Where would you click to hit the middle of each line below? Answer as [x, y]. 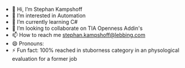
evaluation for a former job [44, 59]
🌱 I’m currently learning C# [45, 22]
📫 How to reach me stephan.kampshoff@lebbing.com [79, 35]
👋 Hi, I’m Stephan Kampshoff [47, 9]
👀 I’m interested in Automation [49, 16]
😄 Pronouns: [28, 44]
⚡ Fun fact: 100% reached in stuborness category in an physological [95, 50]
